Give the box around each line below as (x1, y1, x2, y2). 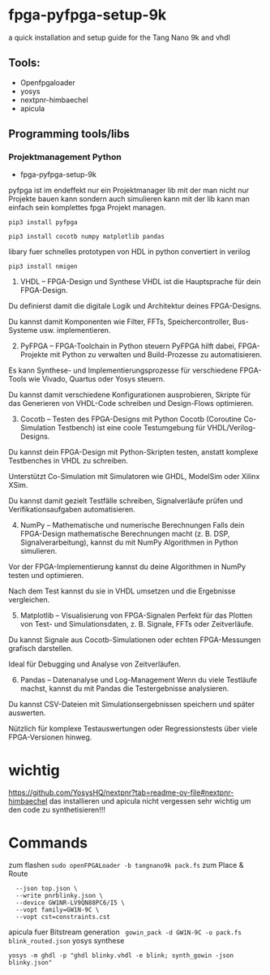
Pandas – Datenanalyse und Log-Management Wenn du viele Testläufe (19, 675, 258, 685)
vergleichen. (8, 595, 50, 605)
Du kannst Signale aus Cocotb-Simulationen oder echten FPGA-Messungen (8, 635, 261, 645)
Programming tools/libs (8, 127, 130, 141)
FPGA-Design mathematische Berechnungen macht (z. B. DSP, (19, 529, 230, 539)
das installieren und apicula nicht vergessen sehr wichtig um (49, 796, 251, 806)
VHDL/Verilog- (207, 423, 256, 433)
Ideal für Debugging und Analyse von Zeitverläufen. (8, 659, 182, 669)
